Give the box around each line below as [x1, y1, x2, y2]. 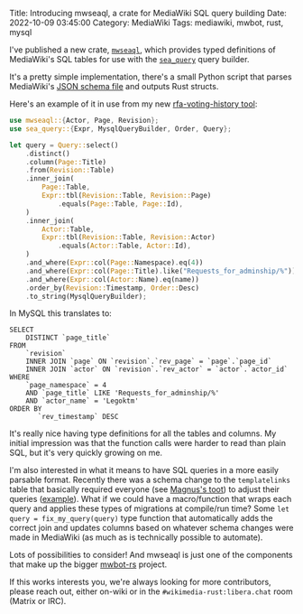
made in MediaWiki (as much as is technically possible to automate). [9, 532, 263, 543]
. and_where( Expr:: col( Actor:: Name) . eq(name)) [25, 274, 200, 284]
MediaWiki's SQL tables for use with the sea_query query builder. [9, 54, 250, 64]
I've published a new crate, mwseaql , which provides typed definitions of [9, 44, 277, 55]
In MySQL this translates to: [9, 308, 113, 319]
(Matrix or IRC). [9, 596, 67, 607]
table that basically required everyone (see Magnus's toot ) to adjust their [9, 484, 280, 495]
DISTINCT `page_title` [25, 333, 111, 342]
